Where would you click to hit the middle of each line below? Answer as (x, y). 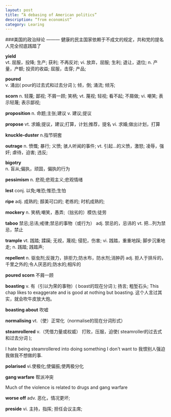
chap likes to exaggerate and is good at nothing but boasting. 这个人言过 (82, 292)
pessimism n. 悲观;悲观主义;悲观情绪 (44, 180)
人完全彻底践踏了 (23, 46)
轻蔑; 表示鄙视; (25, 103)
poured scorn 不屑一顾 (30, 275)
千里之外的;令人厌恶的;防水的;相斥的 (43, 264)
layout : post (19, 10)
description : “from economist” (39, 19)
